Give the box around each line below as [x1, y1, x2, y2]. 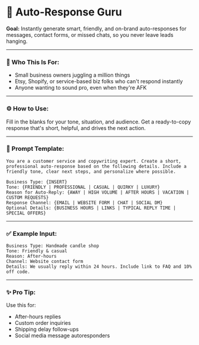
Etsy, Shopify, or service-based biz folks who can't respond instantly [14, 78, 183, 85]
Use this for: [6, 302, 36, 309]
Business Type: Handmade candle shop [6, 243, 99, 249]
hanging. [6, 37, 28, 45]
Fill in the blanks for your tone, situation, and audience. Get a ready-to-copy [6, 118, 191, 125]
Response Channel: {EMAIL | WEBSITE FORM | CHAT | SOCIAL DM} [6, 200, 163, 205]
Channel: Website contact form [6, 258, 84, 265]
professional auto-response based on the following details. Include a [6, 163, 187, 169]
